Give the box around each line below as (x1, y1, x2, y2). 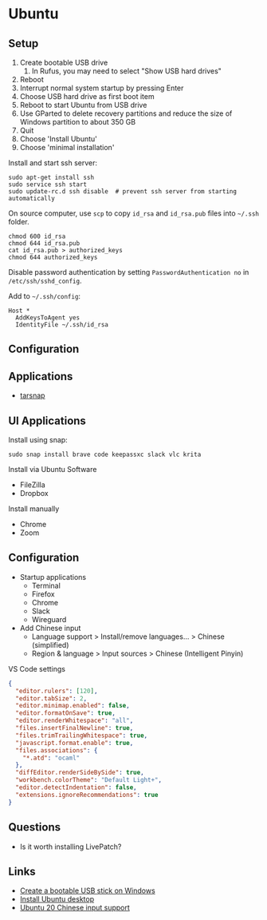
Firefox (31, 589, 55, 599)
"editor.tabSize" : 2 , (15, 694, 88, 703)
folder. (8, 217, 29, 226)
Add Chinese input (19, 623, 81, 632)
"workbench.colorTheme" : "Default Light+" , (15, 776, 162, 784)
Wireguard (31, 614, 67, 624)
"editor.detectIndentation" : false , (15, 783, 137, 791)
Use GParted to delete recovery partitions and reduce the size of (19, 109, 233, 118)
